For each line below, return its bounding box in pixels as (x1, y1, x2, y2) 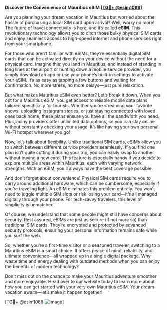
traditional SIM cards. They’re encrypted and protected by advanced (5, 222, 146, 228)
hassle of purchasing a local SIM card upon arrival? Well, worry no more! (5, 20, 155, 25)
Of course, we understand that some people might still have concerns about (5, 211, 162, 217)
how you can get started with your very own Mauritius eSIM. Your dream (5, 284, 154, 290)
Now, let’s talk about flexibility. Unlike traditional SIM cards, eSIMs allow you (5, 139, 161, 145)
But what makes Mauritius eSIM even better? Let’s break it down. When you (5, 92, 161, 98)
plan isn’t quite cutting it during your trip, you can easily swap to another (5, 150, 154, 155)
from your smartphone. (5, 41, 53, 47)
